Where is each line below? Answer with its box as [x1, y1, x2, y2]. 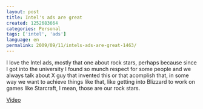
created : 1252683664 [6, 20, 59, 26]
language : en [6, 37, 39, 43]
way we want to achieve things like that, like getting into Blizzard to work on [6, 78, 195, 85]
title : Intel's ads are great [6, 14, 83, 20]
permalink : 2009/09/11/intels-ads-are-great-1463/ [6, 43, 137, 49]
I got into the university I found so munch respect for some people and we [6, 65, 191, 72]
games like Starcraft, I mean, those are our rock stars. [6, 84, 141, 92]
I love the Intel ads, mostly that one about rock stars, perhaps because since [6, 58, 197, 66]
